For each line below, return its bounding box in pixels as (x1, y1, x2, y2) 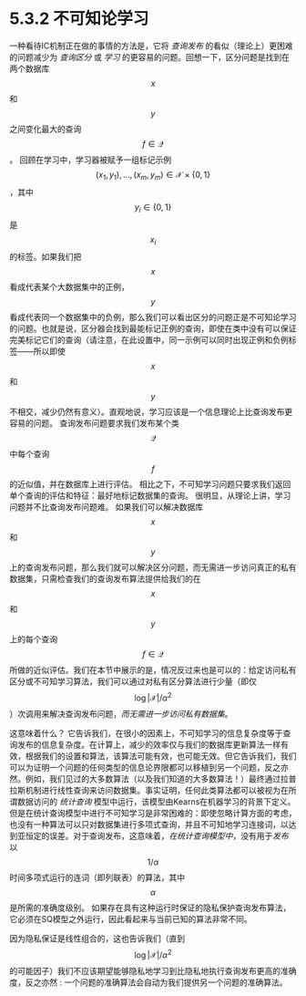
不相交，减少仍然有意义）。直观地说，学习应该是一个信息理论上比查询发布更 (9, 407, 293, 418)
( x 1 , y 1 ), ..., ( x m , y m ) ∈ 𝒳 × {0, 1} (95, 169, 211, 182)
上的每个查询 (9, 634, 57, 645)
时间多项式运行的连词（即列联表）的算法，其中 (9, 872, 185, 883)
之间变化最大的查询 (9, 123, 82, 134)
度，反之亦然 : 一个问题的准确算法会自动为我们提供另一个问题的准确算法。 (9, 977, 288, 988)
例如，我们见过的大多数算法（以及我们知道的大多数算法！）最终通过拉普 (25, 773, 297, 784)
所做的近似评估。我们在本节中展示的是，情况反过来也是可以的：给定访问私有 (9, 665, 297, 676)
